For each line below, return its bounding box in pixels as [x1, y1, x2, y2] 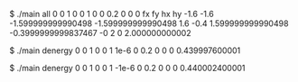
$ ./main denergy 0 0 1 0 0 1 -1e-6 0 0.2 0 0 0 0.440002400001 [9, 63, 246, 73]
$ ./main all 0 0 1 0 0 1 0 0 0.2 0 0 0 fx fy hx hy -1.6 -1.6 [9, 9, 214, 19]
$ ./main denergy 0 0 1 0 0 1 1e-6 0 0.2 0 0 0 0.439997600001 [9, 45, 241, 56]
